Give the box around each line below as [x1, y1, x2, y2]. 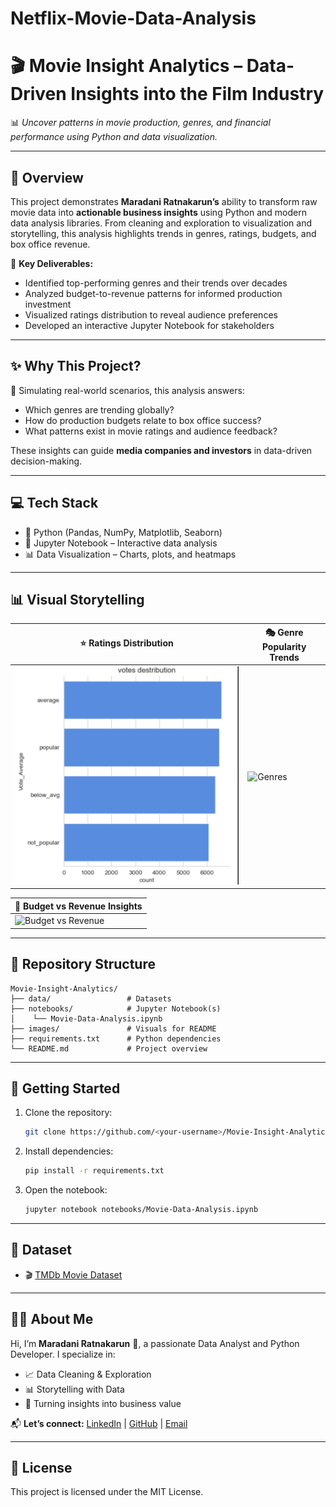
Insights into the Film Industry [70, 83, 325, 106]
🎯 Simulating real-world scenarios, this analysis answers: [10, 384, 245, 396]
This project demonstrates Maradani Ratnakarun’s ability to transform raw [10, 195, 318, 207]
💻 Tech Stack [10, 495, 99, 512]
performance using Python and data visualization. [10, 131, 218, 143]
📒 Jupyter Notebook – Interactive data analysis [24, 537, 218, 549]
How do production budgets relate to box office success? [24, 414, 262, 426]
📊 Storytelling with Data [24, 1383, 125, 1395]
